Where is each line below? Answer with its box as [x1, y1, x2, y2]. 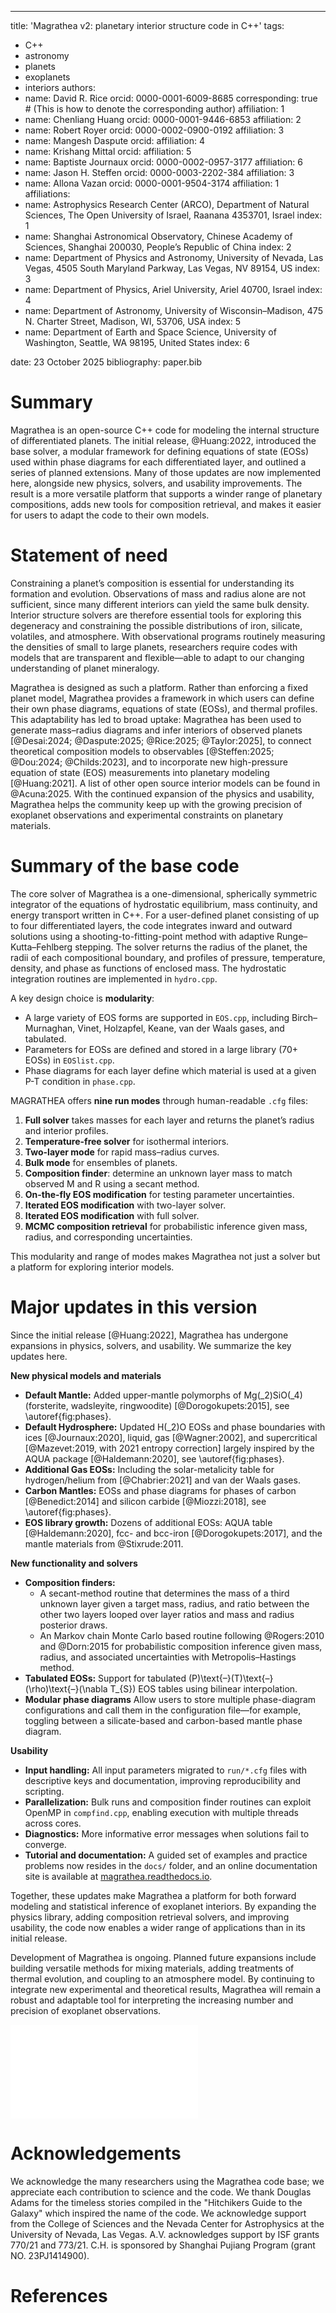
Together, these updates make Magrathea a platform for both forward [10, 1889, 297, 1901]
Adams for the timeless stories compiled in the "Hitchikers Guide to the [10, 2196, 303, 2208]
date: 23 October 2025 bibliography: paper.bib [10, 356, 202, 368]
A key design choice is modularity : [10, 992, 155, 1004]
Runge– [276, 930, 308, 942]
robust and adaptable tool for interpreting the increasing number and [10, 1994, 294, 2006]
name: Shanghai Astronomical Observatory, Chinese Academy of [24, 231, 293, 242]
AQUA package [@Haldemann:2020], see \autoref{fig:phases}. [24, 1452, 285, 1465]
